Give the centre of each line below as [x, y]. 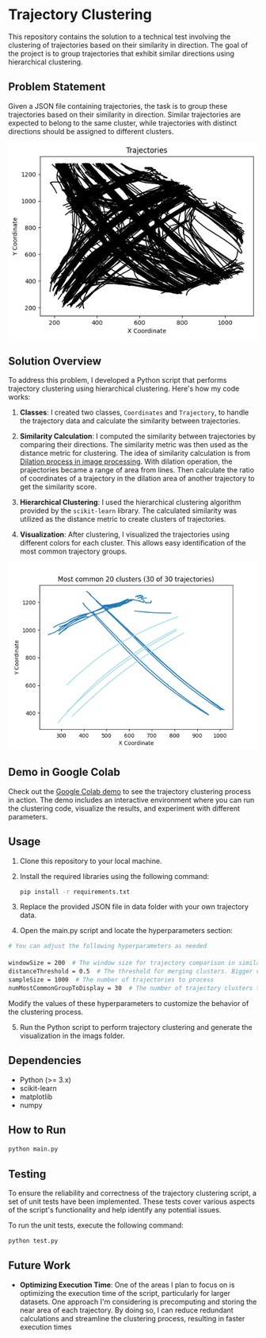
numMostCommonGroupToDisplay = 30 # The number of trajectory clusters [131, 988]
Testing [27, 1174]
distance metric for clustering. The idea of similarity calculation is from [135, 453]
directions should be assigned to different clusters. [91, 131]
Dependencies [45, 1060]
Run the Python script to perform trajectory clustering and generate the [136, 1027]
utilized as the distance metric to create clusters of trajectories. [123, 519]
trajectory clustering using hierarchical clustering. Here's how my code [124, 388]
